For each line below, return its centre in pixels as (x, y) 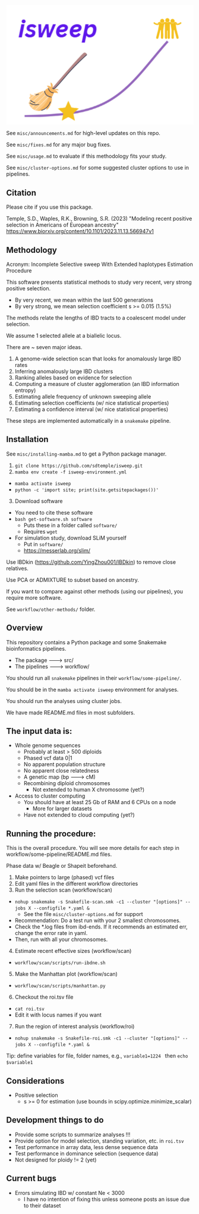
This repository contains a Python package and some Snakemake (86, 642)
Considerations (35, 1081)
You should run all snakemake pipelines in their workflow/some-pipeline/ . (94, 678)
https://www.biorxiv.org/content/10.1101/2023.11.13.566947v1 (80, 231)
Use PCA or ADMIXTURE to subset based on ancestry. (73, 580)
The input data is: (39, 731)
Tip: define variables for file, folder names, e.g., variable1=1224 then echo (97, 1056)
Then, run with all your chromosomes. (61, 939)
